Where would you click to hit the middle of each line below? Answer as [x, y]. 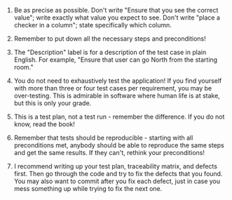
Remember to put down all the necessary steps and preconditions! [110, 39]
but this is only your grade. [53, 103]
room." [23, 67]
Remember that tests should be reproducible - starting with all [103, 138]
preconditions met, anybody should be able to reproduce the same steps [119, 145]
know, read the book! [45, 124]
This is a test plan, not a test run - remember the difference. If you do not [119, 116]
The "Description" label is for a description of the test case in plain [110, 52]
